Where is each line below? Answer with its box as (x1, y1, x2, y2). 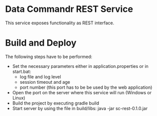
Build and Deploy (5, 37, 77, 49)
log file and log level (19, 73, 61, 80)
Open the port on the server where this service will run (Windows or (12, 89, 152, 95)
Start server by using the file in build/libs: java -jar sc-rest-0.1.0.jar (12, 105, 148, 111)
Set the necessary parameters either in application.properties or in (12, 63, 149, 69)
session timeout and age (19, 79, 71, 85)
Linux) (12, 95, 26, 101)
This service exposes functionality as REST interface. (5, 20, 114, 26)
